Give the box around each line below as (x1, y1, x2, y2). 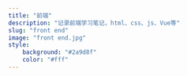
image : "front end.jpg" (8, 33, 87, 42)
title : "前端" (8, 11, 53, 20)
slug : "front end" (8, 26, 69, 34)
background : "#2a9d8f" (22, 48, 97, 56)
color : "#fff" (22, 56, 69, 64)
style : (8, 41, 30, 49)
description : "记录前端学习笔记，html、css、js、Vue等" (8, 19, 180, 27)
